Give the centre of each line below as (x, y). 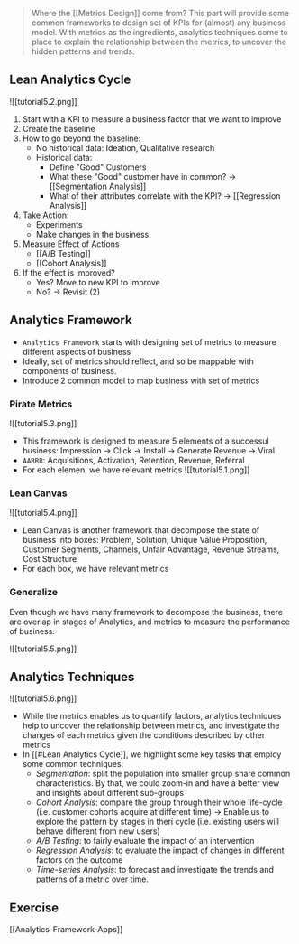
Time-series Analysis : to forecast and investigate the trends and (155, 870)
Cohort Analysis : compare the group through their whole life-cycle (159, 802)
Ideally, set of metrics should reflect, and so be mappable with (138, 361)
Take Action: (45, 215)
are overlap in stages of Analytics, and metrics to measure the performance (150, 622)
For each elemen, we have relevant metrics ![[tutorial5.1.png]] (136, 470)
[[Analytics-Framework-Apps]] (66, 930)
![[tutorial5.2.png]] (44, 101)
